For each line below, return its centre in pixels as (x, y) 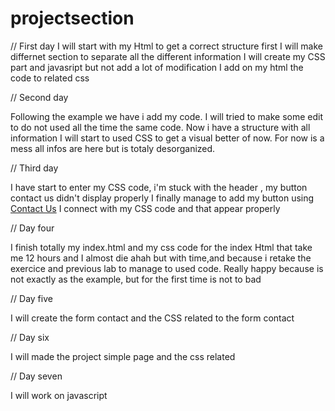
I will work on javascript (59, 395)
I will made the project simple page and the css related (123, 356)
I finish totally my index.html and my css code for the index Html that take (161, 247)
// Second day (39, 97)
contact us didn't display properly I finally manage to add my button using (162, 198)
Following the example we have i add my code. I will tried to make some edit (167, 116)
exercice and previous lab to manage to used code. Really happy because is (167, 268)
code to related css (50, 78)
